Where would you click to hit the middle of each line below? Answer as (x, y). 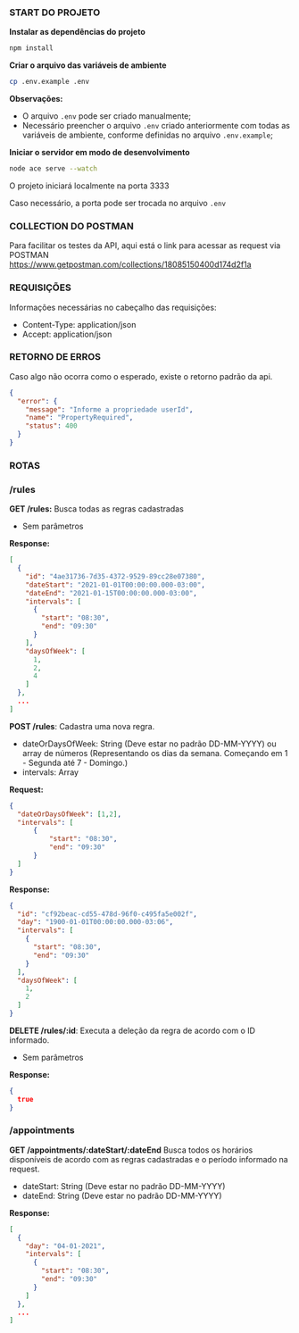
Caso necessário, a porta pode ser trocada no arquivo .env (117, 203)
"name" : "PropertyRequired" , (79, 418)
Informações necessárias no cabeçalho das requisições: (113, 307)
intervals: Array (50, 772)
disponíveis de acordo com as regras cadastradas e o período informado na (149, 1159)
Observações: (36, 99)
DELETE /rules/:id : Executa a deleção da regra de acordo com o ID (133, 1030)
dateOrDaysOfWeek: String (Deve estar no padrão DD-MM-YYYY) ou (149, 744)
